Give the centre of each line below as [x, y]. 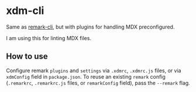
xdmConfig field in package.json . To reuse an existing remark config [86, 76]
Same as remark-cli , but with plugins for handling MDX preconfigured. [90, 27]
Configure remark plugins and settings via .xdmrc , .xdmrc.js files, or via [94, 70]
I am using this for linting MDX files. [49, 38]
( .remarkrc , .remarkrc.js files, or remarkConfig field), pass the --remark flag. [98, 83]
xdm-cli [25, 11]
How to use [27, 56]
